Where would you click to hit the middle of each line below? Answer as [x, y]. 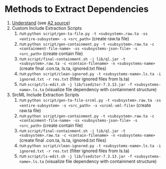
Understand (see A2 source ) [41, 23]
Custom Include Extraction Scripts [47, 28]
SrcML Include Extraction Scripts [45, 95]
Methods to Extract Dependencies [77, 9]
